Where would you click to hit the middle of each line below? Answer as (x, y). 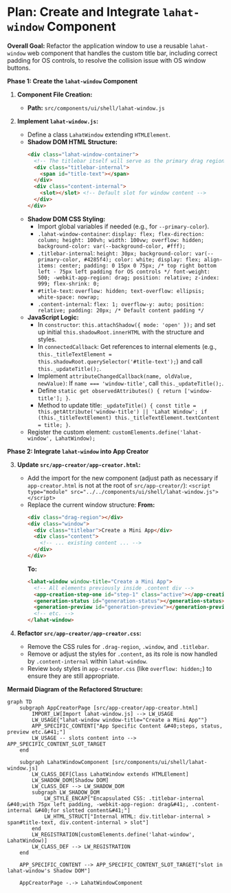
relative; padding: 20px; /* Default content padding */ (121, 310)
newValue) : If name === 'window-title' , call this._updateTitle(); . (131, 383)
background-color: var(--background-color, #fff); (112, 246)
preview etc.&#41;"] (37, 732)
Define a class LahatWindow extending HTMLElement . (99, 134)
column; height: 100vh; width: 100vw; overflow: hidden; (121, 240)
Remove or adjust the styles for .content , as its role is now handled (122, 654)
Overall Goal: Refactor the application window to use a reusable (98, 46)
